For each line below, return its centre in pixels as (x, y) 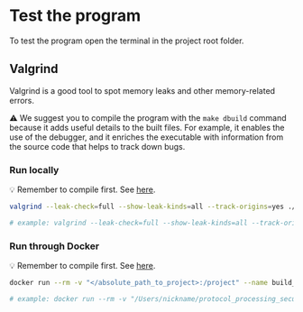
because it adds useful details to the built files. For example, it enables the (147, 127)
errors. (22, 100)
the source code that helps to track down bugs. (97, 146)
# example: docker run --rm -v (68, 298)
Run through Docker (55, 246)
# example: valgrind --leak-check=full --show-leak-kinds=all (129, 223)
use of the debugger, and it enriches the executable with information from (147, 137)
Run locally (34, 170)
